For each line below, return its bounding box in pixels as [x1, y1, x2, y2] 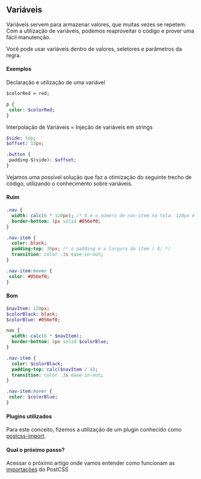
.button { [6, 152, 31, 158]
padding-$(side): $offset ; [8, 157, 77, 163]
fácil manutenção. [6, 33, 51, 41]
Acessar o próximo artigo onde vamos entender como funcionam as [6, 460, 175, 467]
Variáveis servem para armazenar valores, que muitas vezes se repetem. [6, 20, 187, 28]
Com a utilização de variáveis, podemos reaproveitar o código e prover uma [6, 27, 194, 34]
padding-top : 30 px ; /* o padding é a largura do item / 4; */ [11, 246, 171, 252]
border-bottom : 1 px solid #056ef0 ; [11, 218, 101, 224]
